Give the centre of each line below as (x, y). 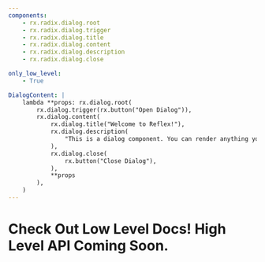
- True (33, 81)
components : (28, 15)
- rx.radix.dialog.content (67, 45)
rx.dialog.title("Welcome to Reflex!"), (118, 124)
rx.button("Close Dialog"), (110, 161)
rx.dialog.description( (89, 132)
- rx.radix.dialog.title (63, 37)
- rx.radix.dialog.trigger (67, 30)
